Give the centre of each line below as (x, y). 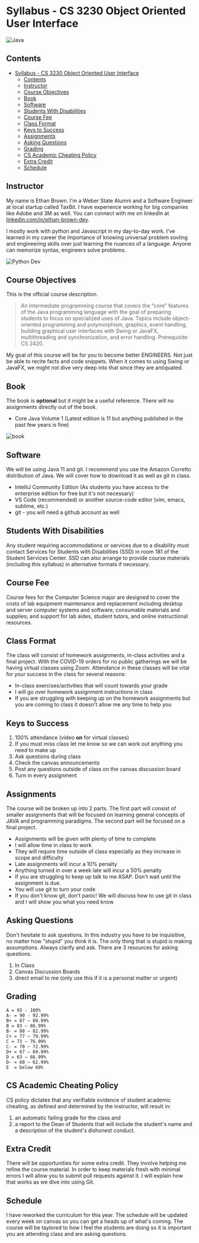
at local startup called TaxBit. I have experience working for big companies (97, 207)
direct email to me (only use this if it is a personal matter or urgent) (96, 978)
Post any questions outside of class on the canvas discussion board (97, 769)
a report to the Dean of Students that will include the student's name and (103, 1124)
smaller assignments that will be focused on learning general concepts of (96, 815)
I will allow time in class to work (53, 845)
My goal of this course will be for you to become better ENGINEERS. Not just (99, 355)
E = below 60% (25, 1067)
